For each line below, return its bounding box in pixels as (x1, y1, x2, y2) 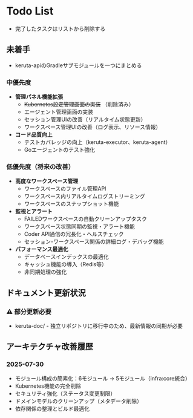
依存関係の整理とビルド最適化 (15, 405, 90, 412)
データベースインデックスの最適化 (24, 253, 109, 261)
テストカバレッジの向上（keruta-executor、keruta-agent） (24, 139, 171, 146)
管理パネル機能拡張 (15, 93, 64, 100)
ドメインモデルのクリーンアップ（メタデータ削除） (15, 397, 143, 405)
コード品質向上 (15, 131, 53, 139)
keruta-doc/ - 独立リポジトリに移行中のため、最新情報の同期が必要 (15, 322, 183, 330)
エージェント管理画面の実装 (24, 108, 94, 116)
